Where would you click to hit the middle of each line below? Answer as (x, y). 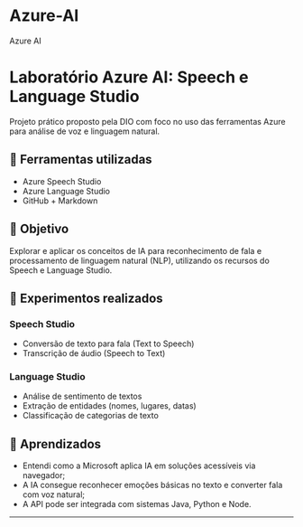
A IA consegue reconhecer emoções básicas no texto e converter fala (152, 485)
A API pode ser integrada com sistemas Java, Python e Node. (137, 504)
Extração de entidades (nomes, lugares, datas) (109, 406)
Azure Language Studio (66, 191)
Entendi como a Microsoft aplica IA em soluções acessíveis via (139, 466)
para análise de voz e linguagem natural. (85, 131)
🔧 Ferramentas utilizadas (81, 160)
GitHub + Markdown (60, 201)
